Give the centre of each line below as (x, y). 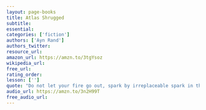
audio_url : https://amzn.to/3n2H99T (53, 92)
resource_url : (25, 52)
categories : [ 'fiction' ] (38, 35)
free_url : (19, 69)
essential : (20, 29)
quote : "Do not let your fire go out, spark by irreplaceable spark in (100, 86)
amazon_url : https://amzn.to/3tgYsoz (55, 57)
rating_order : (25, 75)
